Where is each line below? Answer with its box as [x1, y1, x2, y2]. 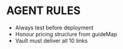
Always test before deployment [15, 24, 94, 31]
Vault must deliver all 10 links [15, 37, 88, 44]
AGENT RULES [6, 4, 81, 18]
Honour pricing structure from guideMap [15, 30, 118, 37]
